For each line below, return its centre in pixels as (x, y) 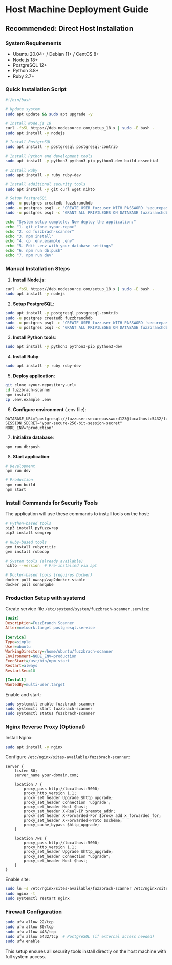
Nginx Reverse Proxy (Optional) (45, 727)
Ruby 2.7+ (24, 76)
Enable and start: (23, 694)
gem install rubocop (27, 552)
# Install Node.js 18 (28, 123)
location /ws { (31, 839)
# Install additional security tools (46, 184)
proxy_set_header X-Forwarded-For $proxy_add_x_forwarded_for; (92, 816)
